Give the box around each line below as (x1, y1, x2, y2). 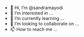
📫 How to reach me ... (10, 26, 58, 32)
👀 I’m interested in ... (10, 10, 53, 16)
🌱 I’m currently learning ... (10, 15, 65, 21)
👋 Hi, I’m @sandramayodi (10, 5, 63, 10)
